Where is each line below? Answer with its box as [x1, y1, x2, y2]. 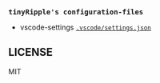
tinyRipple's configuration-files [8, 8, 144, 16]
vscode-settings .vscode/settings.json [19, 22, 152, 32]
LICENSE [8, 45, 54, 59]
